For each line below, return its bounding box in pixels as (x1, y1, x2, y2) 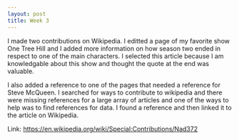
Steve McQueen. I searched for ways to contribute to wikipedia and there (7, 88, 223, 97)
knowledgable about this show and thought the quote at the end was (7, 59, 209, 68)
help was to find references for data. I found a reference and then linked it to (7, 103, 232, 112)
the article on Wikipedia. (7, 111, 79, 119)
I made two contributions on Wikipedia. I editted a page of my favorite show (7, 36, 230, 45)
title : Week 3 (7, 17, 50, 24)
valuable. (7, 67, 34, 75)
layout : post (7, 10, 46, 18)
